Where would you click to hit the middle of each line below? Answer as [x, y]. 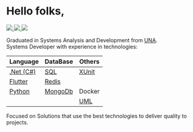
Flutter [19, 81]
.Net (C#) [23, 72]
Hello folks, [36, 11]
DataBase [59, 61]
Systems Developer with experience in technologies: [72, 46]
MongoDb [59, 91]
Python [20, 91]
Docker [89, 91]
